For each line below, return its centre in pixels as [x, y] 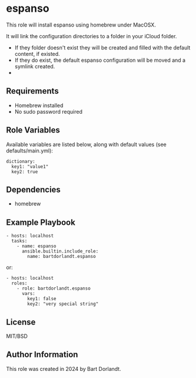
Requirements [32, 91]
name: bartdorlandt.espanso [62, 257]
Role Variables [33, 130]
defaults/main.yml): [29, 150]
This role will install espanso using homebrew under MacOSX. [81, 25]
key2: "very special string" [63, 304]
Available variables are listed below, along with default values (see [86, 144]
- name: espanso [37, 246]
